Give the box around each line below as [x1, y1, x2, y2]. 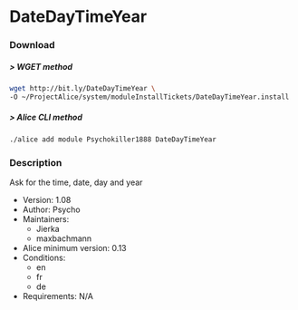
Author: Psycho [22, 204, 81, 215]
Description [9, 156, 62, 169]
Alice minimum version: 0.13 [22, 242, 127, 253]
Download [9, 39, 56, 52]
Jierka [35, 223, 61, 234]
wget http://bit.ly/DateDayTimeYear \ [9, 84, 156, 93]
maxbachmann [35, 233, 92, 244]
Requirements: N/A [22, 290, 93, 301]
